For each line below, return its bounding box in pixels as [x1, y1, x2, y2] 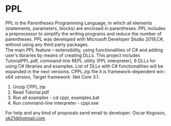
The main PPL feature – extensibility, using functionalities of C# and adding [5, 47, 163, 53]
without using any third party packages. [5, 41, 89, 47]
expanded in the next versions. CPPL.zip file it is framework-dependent [5, 68, 156, 74]
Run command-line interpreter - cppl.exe [12, 100, 99, 106]
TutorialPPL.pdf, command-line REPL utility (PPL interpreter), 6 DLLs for [5, 57, 156, 64]
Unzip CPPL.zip [12, 83, 46, 89]
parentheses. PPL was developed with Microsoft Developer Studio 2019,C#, [5, 36, 164, 42]
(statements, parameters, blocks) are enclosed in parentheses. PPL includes [5, 25, 166, 31]
